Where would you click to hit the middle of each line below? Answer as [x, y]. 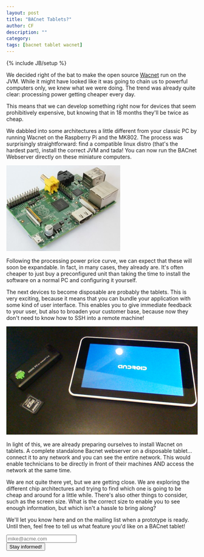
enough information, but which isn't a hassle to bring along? [81, 508]
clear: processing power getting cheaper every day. [71, 94]
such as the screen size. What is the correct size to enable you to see [93, 501]
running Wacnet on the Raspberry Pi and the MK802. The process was [95, 137]
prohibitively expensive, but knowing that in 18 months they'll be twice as [98, 112]
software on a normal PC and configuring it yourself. [72, 280]
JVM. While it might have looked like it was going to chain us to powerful [97, 81]
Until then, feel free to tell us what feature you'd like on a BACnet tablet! [96, 526]
